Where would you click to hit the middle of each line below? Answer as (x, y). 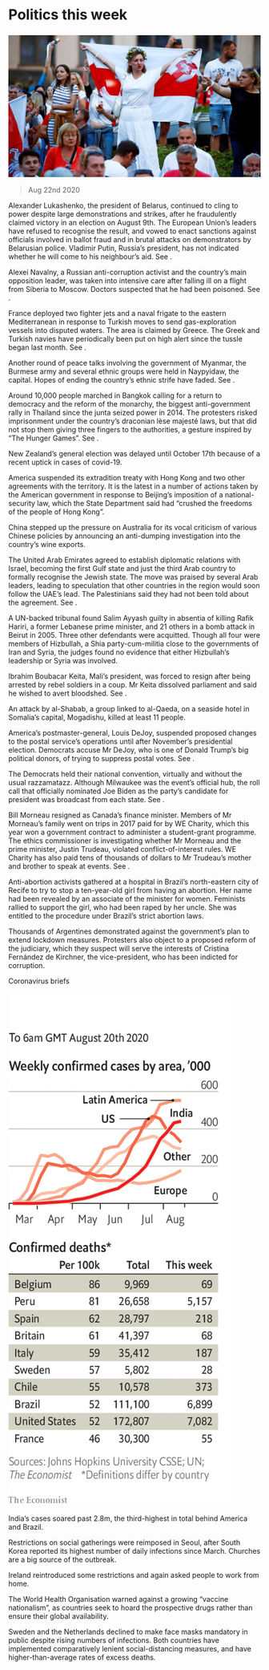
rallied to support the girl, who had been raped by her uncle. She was (122, 907)
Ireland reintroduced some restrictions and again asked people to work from (134, 1575)
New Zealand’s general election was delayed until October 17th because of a (134, 454)
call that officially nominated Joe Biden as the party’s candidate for (118, 791)
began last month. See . (47, 347)
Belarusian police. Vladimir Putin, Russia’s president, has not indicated (124, 248)
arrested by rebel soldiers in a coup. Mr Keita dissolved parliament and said (133, 685)
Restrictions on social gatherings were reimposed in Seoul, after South (124, 1542)
